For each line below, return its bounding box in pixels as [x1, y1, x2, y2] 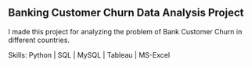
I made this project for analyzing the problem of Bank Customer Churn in [8, 26, 243, 36]
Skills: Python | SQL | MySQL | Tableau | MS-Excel [8, 50, 171, 59]
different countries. [8, 35, 70, 44]
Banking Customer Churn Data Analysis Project [8, 6, 244, 19]
